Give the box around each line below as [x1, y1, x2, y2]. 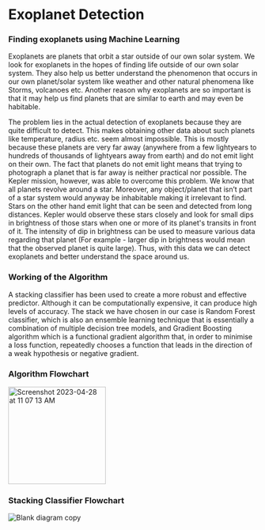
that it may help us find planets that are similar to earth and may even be [8, 93, 244, 104]
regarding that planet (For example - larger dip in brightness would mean [8, 235, 245, 244]
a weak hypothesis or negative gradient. [8, 348, 139, 358]
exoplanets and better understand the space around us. [8, 252, 190, 262]
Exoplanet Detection [8, 6, 145, 24]
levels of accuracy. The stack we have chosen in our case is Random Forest [8, 306, 256, 316]
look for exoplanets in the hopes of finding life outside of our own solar [8, 60, 239, 70]
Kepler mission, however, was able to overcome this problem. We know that [8, 176, 255, 186]
